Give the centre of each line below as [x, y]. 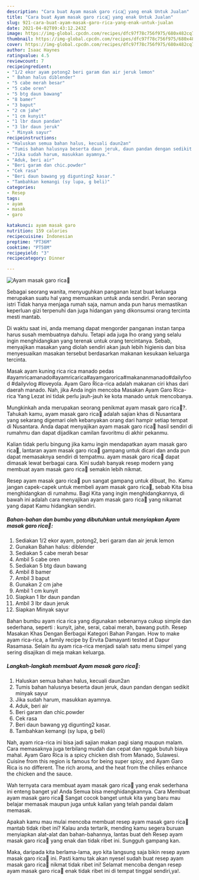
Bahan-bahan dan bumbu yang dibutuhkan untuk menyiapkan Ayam [93, 519]
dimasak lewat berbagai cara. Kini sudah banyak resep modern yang [90, 463]
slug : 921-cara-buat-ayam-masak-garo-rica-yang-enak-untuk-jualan [90, 22]
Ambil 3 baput [32, 578]
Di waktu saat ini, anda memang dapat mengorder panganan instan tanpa [96, 328]
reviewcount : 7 [25, 61]
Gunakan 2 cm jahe [39, 585]
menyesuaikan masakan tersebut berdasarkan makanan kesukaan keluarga [98, 353]
